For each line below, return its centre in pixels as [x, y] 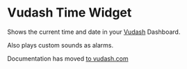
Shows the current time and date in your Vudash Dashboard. [94, 32]
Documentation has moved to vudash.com [68, 58]
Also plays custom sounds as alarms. [60, 45]
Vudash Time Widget [70, 13]
